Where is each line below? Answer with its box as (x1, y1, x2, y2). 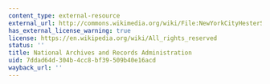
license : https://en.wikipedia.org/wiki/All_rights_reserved (8, 34, 218, 42)
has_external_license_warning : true (8, 26, 131, 34)
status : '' (8, 42, 45, 50)
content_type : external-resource (8, 11, 121, 20)
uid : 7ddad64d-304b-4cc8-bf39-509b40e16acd (8, 57, 157, 65)
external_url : (8, 19, 56, 27)
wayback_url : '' (8, 64, 63, 72)
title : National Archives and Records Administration (8, 49, 193, 57)
